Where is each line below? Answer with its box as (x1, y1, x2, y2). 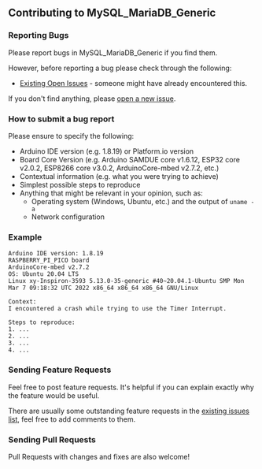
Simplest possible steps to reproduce (19, 180, 141, 189)
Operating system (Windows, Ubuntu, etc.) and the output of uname (31, 196, 248, 206)
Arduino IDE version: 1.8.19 (8, 250, 104, 258)
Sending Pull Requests (8, 434, 97, 445)
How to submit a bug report (8, 114, 115, 125)
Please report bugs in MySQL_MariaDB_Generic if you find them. (8, 47, 218, 58)
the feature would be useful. (8, 390, 100, 400)
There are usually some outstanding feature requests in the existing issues (8, 406, 250, 415)
